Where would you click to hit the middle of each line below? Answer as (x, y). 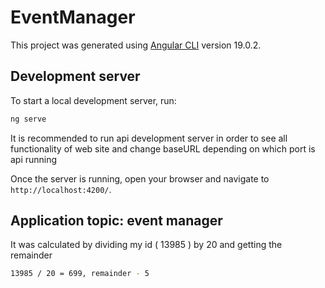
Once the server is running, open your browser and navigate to (140, 178)
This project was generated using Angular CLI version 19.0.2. (136, 45)
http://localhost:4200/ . (61, 189)
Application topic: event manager (116, 221)
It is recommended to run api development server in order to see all (149, 138)
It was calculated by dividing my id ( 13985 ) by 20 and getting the (146, 245)
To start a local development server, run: (93, 100)
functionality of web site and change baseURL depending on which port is (163, 148)
